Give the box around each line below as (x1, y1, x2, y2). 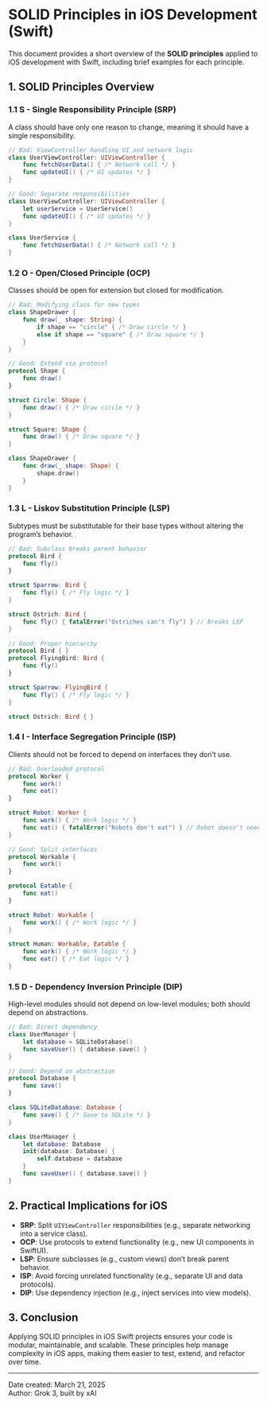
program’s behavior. (8, 529, 74, 538)
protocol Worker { (8, 772, 69, 780)
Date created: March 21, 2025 (8, 1380, 106, 1389)
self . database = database (37, 1155, 123, 1163)
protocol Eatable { (8, 882, 73, 890)
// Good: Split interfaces (8, 845, 98, 853)
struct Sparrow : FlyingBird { (8, 683, 109, 691)
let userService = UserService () (22, 204, 133, 212)
